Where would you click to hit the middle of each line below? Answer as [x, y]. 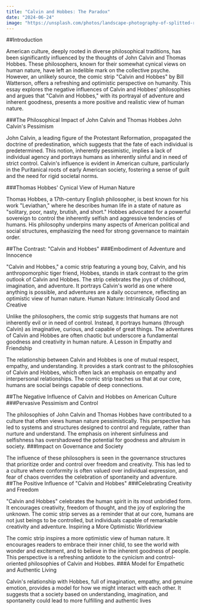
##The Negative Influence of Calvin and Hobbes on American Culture [91, 397]
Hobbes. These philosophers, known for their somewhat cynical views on [96, 64]
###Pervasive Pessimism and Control [52, 403]
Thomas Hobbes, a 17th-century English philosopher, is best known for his [97, 199]
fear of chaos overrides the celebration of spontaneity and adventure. [92, 477]
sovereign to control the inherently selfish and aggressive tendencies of [94, 218]
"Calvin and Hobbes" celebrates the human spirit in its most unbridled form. [99, 501]
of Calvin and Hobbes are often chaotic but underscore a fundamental [92, 336]
